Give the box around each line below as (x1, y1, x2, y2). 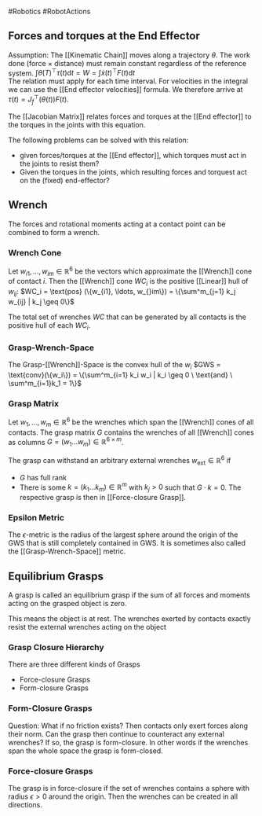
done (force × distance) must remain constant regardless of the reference (8, 58, 247, 68)
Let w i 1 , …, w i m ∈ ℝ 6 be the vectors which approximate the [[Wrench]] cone (8, 265, 253, 278)
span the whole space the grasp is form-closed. (8, 746, 163, 755)
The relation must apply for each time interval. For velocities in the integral (8, 76, 249, 86)
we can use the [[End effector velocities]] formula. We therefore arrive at (8, 85, 243, 94)
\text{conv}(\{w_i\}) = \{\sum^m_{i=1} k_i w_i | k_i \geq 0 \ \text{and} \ (8, 369, 233, 380)
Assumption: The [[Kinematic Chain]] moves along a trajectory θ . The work (8, 50, 251, 60)
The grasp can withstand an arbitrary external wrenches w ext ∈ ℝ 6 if (8, 454, 231, 467)
